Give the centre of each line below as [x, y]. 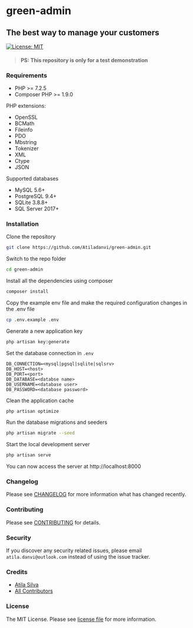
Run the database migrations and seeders [57, 422]
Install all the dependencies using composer [60, 280]
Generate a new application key [44, 331]
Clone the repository [31, 237]
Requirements [27, 75]
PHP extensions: [26, 106]
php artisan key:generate [38, 342]
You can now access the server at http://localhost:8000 [74, 466]
